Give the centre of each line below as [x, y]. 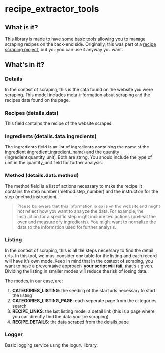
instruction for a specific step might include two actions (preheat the [86, 216]
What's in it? [25, 65]
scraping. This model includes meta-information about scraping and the [78, 95]
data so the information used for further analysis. [67, 227]
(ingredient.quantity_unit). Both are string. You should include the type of [79, 157]
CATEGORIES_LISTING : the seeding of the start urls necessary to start [84, 290]
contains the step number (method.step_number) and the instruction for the [82, 191]
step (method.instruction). [31, 196]
